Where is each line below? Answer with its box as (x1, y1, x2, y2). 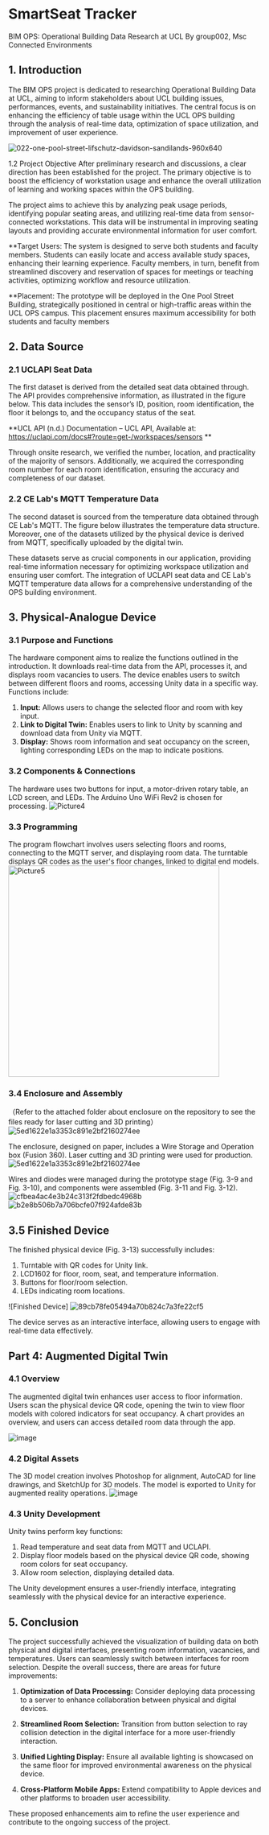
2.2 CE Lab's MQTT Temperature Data (8, 493, 159, 505)
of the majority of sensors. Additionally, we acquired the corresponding (8, 456, 244, 466)
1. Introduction (8, 64, 82, 77)
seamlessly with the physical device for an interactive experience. (8, 1592, 226, 1602)
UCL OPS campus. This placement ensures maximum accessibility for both (8, 307, 257, 318)
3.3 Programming (8, 821, 78, 832)
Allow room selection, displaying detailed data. (19, 1568, 175, 1577)
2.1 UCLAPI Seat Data (8, 364, 92, 375)
